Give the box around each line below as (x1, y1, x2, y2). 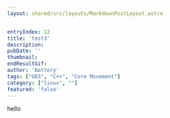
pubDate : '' (7, 47, 41, 55)
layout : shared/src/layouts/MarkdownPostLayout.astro (7, 10, 164, 17)
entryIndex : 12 (7, 28, 51, 35)
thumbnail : (7, 54, 38, 61)
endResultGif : (7, 60, 48, 67)
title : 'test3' (7, 35, 51, 42)
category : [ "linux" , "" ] (7, 80, 78, 86)
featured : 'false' (7, 86, 59, 93)
